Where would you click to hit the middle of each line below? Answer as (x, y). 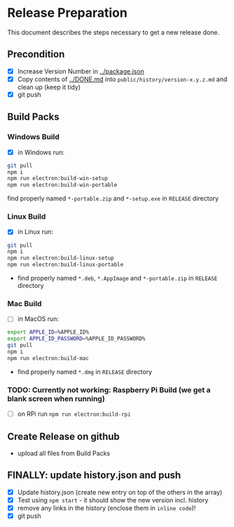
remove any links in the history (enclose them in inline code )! (106, 508)
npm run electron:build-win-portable (62, 185)
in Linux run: (35, 232)
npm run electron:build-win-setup (58, 179)
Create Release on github (64, 436)
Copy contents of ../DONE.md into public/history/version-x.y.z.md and (122, 79)
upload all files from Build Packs (64, 453)
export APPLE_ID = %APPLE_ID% (48, 332)
